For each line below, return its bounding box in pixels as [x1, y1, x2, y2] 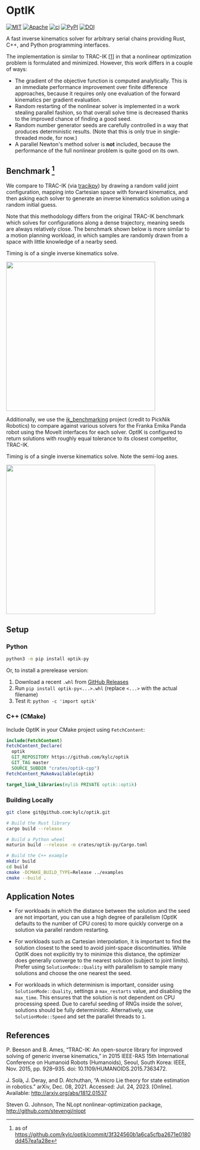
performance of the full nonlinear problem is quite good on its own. [14, 147, 180, 154]
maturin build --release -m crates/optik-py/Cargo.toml [6, 842, 148, 848]
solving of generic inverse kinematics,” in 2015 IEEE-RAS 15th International [6, 1053, 189, 1060]
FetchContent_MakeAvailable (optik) [6, 771, 95, 777]
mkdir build [6, 858, 36, 864]
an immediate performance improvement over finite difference [14, 83, 168, 90]
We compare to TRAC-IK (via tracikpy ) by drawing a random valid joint [6, 182, 179, 189]
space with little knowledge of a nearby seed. [6, 238, 118, 245]
